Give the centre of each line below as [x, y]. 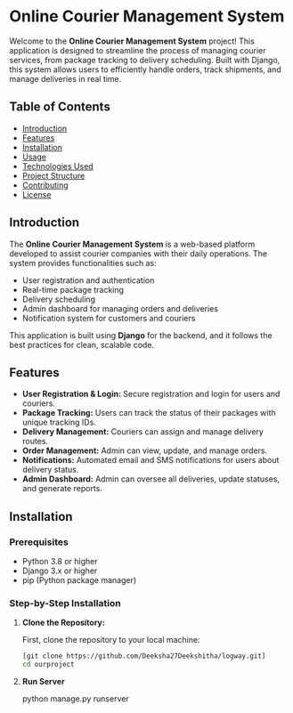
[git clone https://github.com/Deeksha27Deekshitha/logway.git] [144, 656]
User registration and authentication [88, 280]
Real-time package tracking [73, 289]
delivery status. [50, 470]
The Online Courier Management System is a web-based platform [132, 244]
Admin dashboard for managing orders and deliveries [120, 308]
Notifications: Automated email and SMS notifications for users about [151, 460]
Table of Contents [60, 107]
